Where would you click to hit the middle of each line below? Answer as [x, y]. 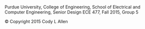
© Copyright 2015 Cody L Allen [36, 22]
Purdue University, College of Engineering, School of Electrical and [73, 7]
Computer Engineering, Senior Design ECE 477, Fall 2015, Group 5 [72, 12]
